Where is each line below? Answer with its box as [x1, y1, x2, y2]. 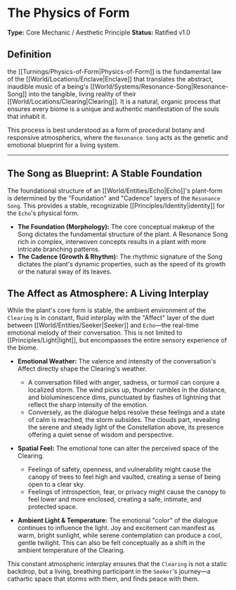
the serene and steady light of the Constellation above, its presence [27, 423, 224, 432]
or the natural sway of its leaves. [17, 267, 112, 276]
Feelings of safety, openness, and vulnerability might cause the [27, 466, 211, 474]
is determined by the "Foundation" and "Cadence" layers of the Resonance [7, 193, 221, 202]
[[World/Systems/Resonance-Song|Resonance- [90, 82, 229, 91]
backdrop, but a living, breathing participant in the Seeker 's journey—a [7, 567, 211, 576]
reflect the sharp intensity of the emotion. [27, 401, 149, 409]
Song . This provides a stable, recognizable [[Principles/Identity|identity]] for [7, 201, 225, 210]
